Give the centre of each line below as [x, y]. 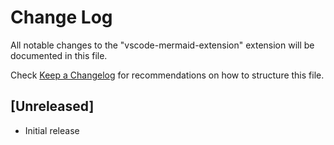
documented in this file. [59, 55]
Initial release [52, 130]
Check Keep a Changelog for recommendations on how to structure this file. [167, 75]
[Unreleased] [52, 106]
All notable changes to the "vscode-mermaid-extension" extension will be [162, 45]
